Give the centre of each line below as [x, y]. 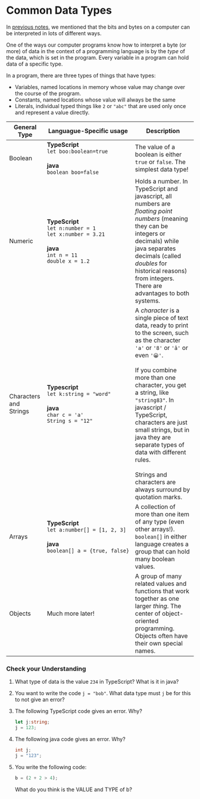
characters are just [161, 422]
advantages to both [162, 293]
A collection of [155, 506]
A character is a [157, 310]
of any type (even [160, 521]
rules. [143, 459]
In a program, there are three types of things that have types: [81, 75]
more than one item [162, 514]
